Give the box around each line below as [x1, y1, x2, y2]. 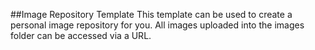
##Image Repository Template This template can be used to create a [10, 9, 293, 20]
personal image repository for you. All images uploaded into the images [10, 19, 305, 31]
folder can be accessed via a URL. [10, 30, 152, 41]
